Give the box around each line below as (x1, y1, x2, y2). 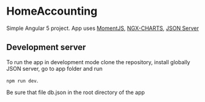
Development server (6, 42, 86, 53)
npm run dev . (6, 76, 39, 84)
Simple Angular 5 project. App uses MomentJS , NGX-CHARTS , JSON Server (6, 24, 199, 32)
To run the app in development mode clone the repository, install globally (6, 58, 191, 65)
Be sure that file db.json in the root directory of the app (6, 89, 145, 96)
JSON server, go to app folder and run (6, 65, 103, 72)
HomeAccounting (6, 4, 98, 18)
